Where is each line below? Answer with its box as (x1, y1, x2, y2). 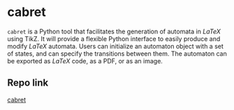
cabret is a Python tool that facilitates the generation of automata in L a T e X (7, 27, 221, 36)
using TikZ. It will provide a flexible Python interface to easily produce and (7, 34, 221, 42)
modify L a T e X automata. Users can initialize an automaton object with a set (7, 42, 224, 50)
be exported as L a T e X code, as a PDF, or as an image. (7, 56, 163, 65)
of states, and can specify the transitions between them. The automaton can (7, 49, 227, 58)
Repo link (7, 77, 49, 89)
